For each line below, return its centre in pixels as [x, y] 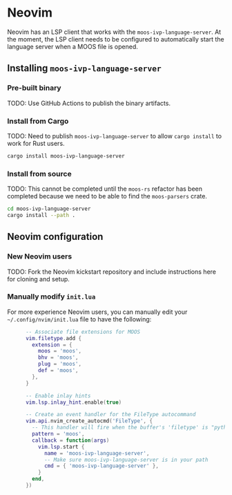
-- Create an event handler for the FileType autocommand [110, 415]
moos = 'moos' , [59, 351]
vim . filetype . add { [53, 338]
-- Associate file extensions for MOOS [83, 332]
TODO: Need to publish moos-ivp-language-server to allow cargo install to [115, 136]
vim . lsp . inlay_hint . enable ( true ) [74, 402]
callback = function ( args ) [71, 440]
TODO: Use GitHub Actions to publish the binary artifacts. [89, 103]
